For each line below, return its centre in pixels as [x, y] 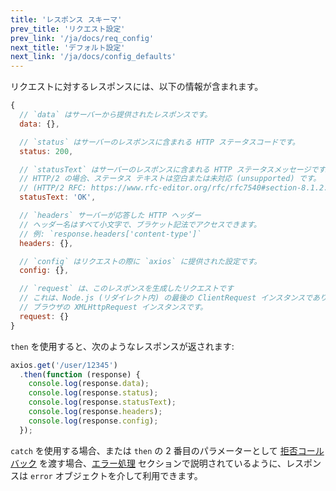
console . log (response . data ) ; [89, 384]
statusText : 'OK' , [58, 197]
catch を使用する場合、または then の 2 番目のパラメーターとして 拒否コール [167, 450]
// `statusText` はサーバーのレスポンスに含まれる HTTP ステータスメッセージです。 [176, 169]
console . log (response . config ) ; [93, 421]
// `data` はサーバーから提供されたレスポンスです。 [116, 115]
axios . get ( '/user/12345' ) [64, 365]
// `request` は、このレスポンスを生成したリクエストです [126, 289]
